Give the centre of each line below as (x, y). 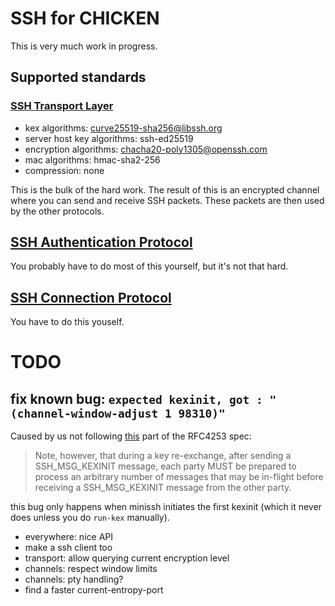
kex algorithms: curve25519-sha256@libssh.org (123, 128)
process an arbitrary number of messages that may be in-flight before (179, 477)
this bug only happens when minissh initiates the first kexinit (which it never (166, 507)
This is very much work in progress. (84, 46)
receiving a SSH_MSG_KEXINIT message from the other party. (163, 488)
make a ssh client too (68, 548)
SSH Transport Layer (62, 106)
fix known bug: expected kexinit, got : (136, 398)
